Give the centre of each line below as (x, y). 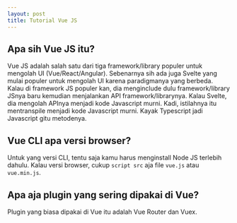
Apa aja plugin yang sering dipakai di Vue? (103, 195)
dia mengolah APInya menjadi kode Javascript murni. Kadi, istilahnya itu (112, 104)
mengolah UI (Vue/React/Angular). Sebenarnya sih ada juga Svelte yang (112, 73)
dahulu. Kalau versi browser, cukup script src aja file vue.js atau (103, 165)
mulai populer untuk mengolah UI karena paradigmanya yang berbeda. (110, 81)
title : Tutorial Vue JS (42, 20)
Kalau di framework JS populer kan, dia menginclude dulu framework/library (118, 88)
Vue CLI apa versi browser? (69, 141)
